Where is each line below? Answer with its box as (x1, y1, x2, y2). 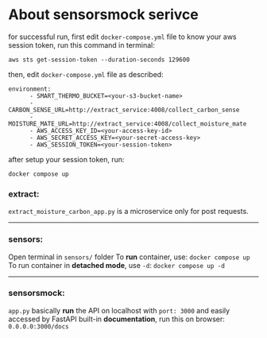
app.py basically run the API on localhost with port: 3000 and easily (8, 305, 230, 315)
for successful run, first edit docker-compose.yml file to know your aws (8, 32, 237, 41)
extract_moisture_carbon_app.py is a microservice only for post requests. (8, 207, 249, 216)
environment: (8, 85, 52, 93)
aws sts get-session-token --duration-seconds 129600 (8, 56, 191, 64)
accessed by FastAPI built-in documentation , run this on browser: (8, 314, 225, 324)
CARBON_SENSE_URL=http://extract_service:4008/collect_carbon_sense (8, 106, 240, 114)
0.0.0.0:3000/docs (8, 322, 69, 331)
